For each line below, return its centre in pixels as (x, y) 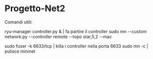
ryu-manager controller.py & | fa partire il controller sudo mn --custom (76, 31)
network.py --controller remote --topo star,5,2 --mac (58, 37)
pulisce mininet (20, 51)
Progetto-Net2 (35, 9)
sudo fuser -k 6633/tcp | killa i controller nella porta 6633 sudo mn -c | (76, 46)
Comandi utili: (18, 22)
